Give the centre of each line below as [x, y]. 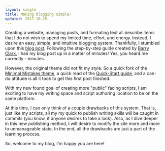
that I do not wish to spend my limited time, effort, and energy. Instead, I [78, 38]
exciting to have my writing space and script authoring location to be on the [82, 93]
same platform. [20, 99]
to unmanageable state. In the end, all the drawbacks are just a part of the [80, 129]
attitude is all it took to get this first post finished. [61, 78]
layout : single [21, 10]
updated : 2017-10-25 [26, 19]
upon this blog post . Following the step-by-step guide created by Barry [77, 48]
